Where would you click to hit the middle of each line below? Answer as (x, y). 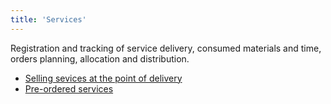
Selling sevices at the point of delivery (103, 78)
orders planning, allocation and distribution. (100, 58)
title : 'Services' (48, 19)
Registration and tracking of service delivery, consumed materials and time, (166, 48)
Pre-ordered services (69, 88)
